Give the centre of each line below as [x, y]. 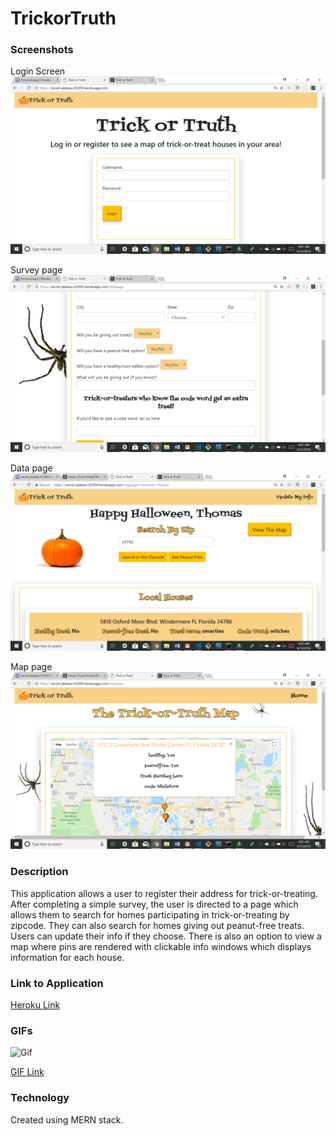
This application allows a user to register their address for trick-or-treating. [164, 893]
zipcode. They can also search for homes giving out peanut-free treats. [157, 925]
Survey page [36, 269]
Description [39, 872]
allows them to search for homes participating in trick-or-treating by [150, 914]
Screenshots [42, 50]
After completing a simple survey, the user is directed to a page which [154, 904]
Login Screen [38, 71]
